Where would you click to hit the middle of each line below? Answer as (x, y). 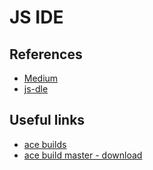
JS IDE (36, 17)
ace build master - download (83, 155)
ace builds (45, 144)
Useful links (47, 120)
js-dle (36, 89)
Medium (41, 78)
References (46, 54)
